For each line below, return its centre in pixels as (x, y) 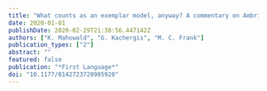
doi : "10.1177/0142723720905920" (64, 74)
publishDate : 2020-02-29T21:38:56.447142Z (79, 30)
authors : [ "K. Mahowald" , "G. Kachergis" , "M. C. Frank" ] (106, 38)
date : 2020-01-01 (37, 23)
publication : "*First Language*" (64, 67)
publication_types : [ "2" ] (51, 45)
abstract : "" (30, 52)
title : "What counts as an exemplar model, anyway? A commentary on (124, 15)
